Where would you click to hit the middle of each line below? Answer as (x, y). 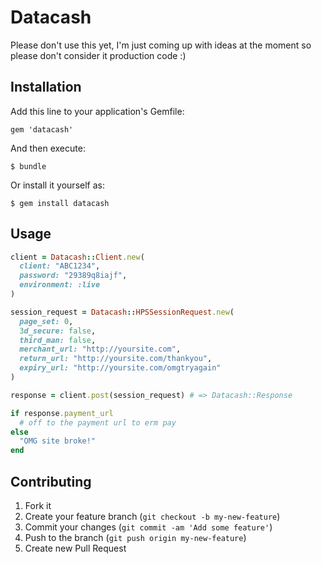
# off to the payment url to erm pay (98, 422)
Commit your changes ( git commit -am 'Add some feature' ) (148, 527)
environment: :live (60, 285)
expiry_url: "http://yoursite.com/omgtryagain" (120, 368)
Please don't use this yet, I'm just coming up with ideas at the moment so (161, 45)
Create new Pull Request (75, 548)
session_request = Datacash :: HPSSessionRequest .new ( (122, 312)
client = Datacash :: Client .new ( (77, 257)
